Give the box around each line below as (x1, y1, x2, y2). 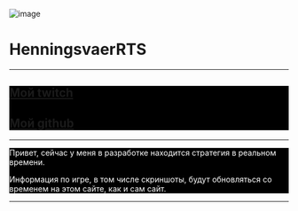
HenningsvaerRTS (9, 40, 147, 59)
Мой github (9, 115, 74, 130)
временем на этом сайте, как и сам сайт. (9, 184, 167, 194)
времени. (9, 157, 46, 168)
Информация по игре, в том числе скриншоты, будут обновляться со (9, 174, 272, 185)
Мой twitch (9, 85, 74, 101)
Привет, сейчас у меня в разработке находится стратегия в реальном (9, 147, 277, 159)
